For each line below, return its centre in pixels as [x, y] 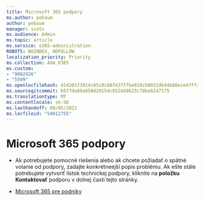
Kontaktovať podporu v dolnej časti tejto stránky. [77, 180]
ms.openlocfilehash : [32, 86]
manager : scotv [25, 29]
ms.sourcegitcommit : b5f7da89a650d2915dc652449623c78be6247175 [88, 91]
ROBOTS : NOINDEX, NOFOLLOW [40, 52]
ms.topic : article [29, 40]
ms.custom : [20, 68]
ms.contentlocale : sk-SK [38, 102]
